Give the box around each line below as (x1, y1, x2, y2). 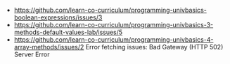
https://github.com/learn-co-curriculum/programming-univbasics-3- (13, 21, 214, 29)
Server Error (13, 50, 51, 58)
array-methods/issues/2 (13, 43, 84, 51)
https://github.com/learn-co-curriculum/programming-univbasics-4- (13, 35, 214, 44)
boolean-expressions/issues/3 (13, 13, 103, 22)
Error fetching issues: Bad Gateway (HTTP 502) (85, 43, 224, 51)
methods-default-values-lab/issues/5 (13, 28, 123, 36)
